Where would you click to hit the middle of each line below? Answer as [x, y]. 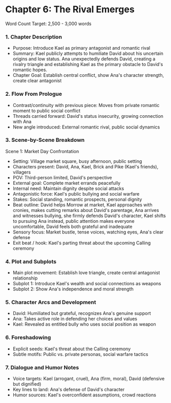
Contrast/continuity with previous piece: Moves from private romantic [86, 105]
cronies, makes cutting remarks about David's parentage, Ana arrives [86, 210]
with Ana [22, 121]
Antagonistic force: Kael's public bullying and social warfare [76, 194]
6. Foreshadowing [28, 337]
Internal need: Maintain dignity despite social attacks [68, 188]
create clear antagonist [37, 81]
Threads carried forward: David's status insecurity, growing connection [88, 116]
